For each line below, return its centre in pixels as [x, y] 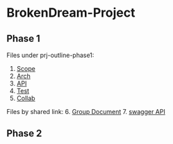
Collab [26, 98]
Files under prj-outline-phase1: [50, 55]
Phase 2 [24, 134]
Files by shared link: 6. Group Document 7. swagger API [86, 112]
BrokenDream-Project [71, 13]
